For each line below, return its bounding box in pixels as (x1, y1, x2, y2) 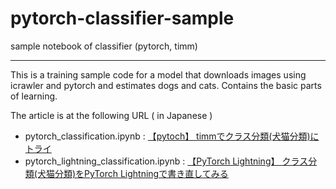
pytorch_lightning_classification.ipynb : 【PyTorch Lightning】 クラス (24, 155, 309, 167)
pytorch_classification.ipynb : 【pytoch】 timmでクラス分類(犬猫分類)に (24, 130, 320, 142)
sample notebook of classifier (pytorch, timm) (10, 40, 198, 52)
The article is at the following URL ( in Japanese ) (10, 109, 213, 121)
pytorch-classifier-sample (10, 7, 235, 30)
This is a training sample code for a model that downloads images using (10, 68, 307, 81)
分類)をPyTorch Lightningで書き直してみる (54, 167, 229, 179)
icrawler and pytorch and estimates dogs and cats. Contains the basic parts (10, 79, 322, 91)
